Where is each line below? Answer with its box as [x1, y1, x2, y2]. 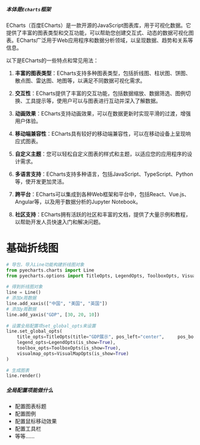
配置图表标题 [14, 403, 46, 410]
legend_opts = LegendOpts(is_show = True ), [17, 340, 116, 346]
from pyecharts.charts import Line [6, 267, 95, 273]
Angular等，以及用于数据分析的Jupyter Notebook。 [14, 198, 142, 205]
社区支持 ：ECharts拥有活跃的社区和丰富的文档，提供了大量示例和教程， [14, 211, 191, 218]
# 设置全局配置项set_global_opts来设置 [6, 323, 96, 329]
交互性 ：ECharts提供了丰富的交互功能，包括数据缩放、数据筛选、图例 [14, 90, 186, 97]
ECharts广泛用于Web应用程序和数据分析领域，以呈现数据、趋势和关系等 [16, 36, 193, 44]
